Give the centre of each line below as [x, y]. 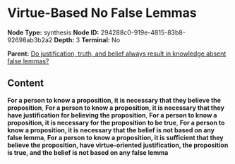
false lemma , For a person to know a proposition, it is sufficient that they [115, 137]
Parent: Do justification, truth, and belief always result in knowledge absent [117, 53]
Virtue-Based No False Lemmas [102, 13]
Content [26, 83]
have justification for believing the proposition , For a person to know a [112, 115]
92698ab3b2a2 [30, 39]
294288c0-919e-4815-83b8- [143, 32]
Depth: [64, 39]
